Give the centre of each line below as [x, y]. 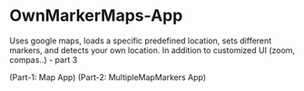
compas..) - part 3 [44, 59]
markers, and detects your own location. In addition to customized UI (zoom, [152, 50]
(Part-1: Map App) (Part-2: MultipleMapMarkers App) [108, 77]
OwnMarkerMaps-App [96, 16]
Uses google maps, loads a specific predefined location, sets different [141, 41]
